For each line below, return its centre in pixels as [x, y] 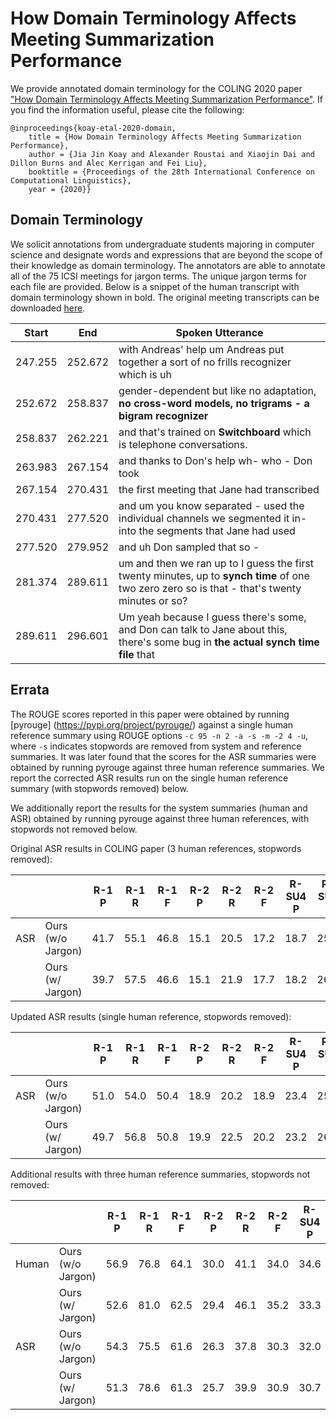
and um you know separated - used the [211, 505]
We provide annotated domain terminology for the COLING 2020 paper [156, 88]
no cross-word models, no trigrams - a [214, 403]
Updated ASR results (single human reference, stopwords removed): [151, 1016]
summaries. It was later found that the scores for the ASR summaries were [163, 756]
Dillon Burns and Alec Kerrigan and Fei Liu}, [109, 163]
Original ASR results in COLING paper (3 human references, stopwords [156, 848]
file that [137, 654]
